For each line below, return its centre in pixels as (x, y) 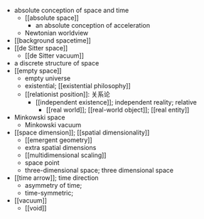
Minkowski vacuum (53, 125)
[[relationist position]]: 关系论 (67, 94)
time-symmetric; (49, 193)
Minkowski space (39, 117)
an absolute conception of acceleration (93, 25)
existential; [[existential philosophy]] (78, 86)
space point (42, 162)
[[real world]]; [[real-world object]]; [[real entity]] (118, 110)
